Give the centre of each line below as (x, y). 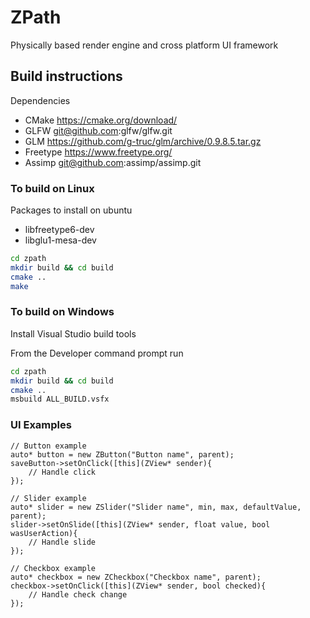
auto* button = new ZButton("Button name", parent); (122, 454)
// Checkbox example (53, 568)
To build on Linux (52, 188)
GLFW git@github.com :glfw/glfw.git (98, 130)
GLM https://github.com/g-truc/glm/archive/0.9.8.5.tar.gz (143, 141)
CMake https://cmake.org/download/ (101, 120)
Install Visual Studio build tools (73, 333)
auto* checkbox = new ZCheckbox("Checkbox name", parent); (136, 577)
